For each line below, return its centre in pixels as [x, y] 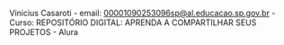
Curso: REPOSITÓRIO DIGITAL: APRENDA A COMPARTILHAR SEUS [133, 22]
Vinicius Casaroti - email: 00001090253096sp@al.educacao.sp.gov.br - [142, 13]
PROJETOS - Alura [44, 32]
